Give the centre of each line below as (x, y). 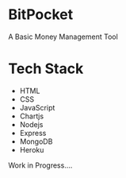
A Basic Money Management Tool (63, 37)
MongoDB (36, 141)
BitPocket (41, 15)
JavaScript (37, 107)
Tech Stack (46, 69)
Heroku (32, 149)
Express (33, 133)
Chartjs (32, 116)
